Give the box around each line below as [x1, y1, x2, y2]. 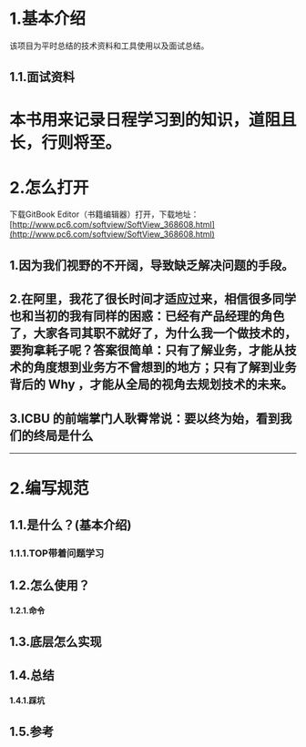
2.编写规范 [9, 478, 89, 499]
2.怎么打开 [9, 177, 89, 198]
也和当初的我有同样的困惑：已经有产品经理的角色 [9, 309, 285, 324]
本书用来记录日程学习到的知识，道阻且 [9, 109, 298, 130]
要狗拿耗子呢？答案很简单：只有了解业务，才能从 [9, 343, 285, 358]
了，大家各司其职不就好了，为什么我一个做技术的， [9, 325, 297, 342]
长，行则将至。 [9, 132, 122, 153]
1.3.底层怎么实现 [9, 634, 102, 650]
